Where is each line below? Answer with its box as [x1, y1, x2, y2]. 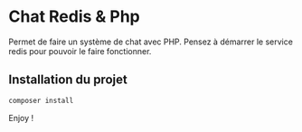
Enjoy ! [8, 112, 34, 123]
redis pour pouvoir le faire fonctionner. [8, 45, 152, 56]
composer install [8, 96, 74, 105]
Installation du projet [8, 72, 127, 88]
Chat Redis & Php [8, 6, 141, 27]
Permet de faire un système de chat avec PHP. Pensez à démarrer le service [8, 36, 293, 47]
